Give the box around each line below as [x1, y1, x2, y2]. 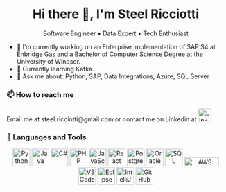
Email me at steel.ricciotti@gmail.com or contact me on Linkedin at [6, 115, 197, 123]
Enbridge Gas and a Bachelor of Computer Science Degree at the [16, 50, 204, 58]
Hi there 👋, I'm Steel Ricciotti [32, 6, 199, 22]
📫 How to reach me [6, 89, 74, 99]
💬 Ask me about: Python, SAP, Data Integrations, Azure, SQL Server [16, 72, 209, 80]
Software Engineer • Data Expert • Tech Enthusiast [43, 29, 189, 37]
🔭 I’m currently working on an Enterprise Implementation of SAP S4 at [16, 42, 216, 51]
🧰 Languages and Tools [6, 132, 87, 142]
